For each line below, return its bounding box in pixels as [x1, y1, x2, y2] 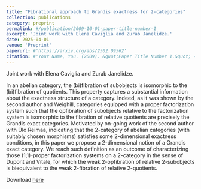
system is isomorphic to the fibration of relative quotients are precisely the [6, 113, 190, 121]
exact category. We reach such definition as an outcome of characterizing [6, 145, 189, 152]
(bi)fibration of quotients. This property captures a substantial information [6, 88, 188, 95]
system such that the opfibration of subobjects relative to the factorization [6, 107, 189, 114]
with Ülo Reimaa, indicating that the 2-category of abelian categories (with [6, 126, 190, 133]
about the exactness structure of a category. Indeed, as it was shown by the [6, 94, 194, 101]
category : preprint [6, 20, 55, 26]
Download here [6, 176, 44, 183]
